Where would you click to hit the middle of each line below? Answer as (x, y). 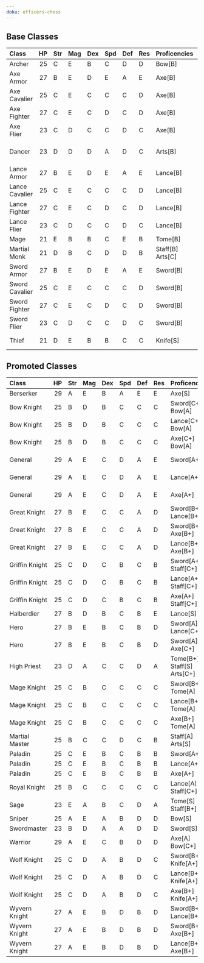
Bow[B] (166, 64)
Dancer (20, 152)
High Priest (25, 666)
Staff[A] (182, 736)
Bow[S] (181, 819)
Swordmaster (29, 828)
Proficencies (175, 54)
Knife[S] (168, 341)
